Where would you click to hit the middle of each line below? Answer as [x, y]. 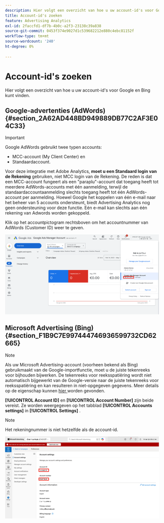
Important [15, 138]
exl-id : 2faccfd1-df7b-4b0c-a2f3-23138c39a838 [53, 26]
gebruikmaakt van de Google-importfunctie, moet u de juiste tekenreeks [78, 370]
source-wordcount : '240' [30, 42]
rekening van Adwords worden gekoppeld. [48, 213]
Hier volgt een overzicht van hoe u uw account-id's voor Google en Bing [78, 90]
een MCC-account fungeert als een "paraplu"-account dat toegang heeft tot [82, 182]
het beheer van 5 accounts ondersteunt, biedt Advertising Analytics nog [78, 203]
